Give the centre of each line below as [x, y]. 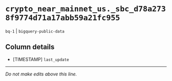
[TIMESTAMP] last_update [41, 59]
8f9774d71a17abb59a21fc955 [63, 18]
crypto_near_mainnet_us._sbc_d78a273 [86, 9]
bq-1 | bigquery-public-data [35, 31]
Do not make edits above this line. [41, 74]
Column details [30, 47]
